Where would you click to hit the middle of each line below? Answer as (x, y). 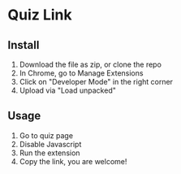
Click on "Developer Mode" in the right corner (96, 82)
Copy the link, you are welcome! (73, 161)
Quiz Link (40, 15)
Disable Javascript (50, 144)
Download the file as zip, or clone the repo (90, 64)
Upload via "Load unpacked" (68, 90)
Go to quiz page (46, 135)
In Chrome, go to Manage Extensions (81, 73)
